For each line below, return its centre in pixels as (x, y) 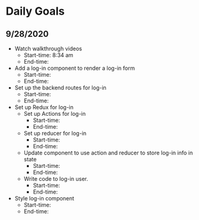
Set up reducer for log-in (55, 133)
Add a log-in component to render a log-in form (75, 68)
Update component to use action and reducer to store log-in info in (108, 153)
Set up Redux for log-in (44, 107)
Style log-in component (44, 198)
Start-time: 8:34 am (49, 55)
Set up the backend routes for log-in (60, 88)
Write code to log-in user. (56, 179)
